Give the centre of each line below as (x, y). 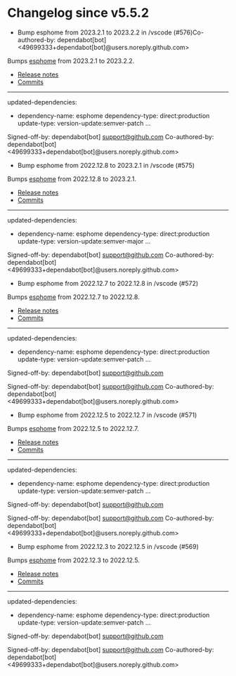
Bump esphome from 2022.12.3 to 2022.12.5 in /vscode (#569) (108, 546)
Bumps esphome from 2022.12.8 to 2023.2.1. (72, 179)
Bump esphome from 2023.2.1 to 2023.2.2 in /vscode (94, 32)
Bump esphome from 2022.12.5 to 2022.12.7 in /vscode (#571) (107, 415)
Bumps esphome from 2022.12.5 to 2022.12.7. (73, 428)
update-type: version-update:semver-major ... (84, 241)
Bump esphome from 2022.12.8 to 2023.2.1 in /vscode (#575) (106, 165)
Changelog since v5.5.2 (78, 13)
